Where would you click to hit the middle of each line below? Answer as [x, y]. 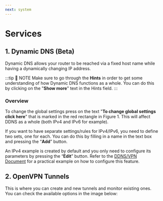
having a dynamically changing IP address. [48, 68]
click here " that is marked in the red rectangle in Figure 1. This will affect [78, 116]
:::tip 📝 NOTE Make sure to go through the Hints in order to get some [74, 78]
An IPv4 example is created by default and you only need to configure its [78, 151]
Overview [17, 101]
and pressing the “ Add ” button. [36, 141]
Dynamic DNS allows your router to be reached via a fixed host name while [80, 63]
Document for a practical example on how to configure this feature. [72, 161]
